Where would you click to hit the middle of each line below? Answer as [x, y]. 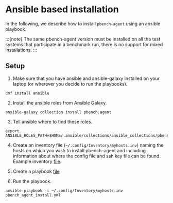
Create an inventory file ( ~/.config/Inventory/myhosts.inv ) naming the [88, 145]
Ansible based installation [62, 9]
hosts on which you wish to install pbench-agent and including [79, 150]
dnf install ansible [28, 93]
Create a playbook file [36, 171]
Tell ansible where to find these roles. [53, 121]
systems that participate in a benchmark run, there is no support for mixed [84, 44]
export [12, 131]
